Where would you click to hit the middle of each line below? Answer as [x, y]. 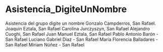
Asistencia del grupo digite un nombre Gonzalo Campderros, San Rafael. [81, 23]
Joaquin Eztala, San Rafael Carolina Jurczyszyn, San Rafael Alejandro [78, 28]
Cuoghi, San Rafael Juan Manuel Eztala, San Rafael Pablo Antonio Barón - [82, 34]
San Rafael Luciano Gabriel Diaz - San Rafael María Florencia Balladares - [82, 39]
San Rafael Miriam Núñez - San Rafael [45, 44]
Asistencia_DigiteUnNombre [66, 9]
